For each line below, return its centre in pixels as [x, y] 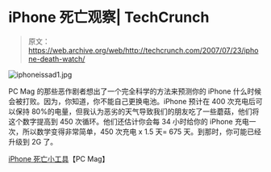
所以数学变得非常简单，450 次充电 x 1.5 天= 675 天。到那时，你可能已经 [142, 132]
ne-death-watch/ [56, 59]
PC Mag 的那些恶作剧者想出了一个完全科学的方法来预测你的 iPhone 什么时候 [135, 91]
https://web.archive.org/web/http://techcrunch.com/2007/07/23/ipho [143, 50]
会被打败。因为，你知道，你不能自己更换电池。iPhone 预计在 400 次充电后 [132, 101]
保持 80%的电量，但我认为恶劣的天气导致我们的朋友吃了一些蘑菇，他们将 [137, 111]
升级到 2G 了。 [33, 141]
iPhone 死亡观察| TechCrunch [109, 17]
